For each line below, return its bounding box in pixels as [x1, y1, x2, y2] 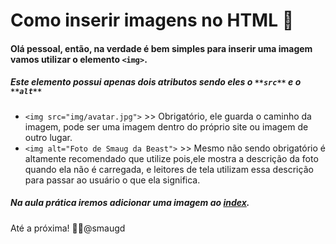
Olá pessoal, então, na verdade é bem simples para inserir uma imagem [10, 42, 313, 54]
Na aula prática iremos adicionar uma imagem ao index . [10, 197, 250, 209]
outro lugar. [24, 131, 73, 143]
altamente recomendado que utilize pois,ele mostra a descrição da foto [24, 152, 319, 164]
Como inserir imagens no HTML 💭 [10, 9, 295, 32]
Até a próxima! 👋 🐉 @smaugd [10, 222, 126, 234]
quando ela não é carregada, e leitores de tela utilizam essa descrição [24, 163, 314, 175]
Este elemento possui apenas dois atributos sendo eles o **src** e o [10, 76, 302, 88]
